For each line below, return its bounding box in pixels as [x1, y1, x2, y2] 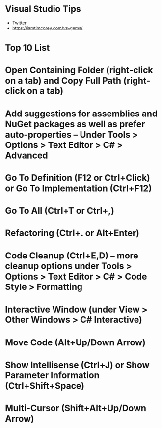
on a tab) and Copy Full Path [5, 75, 122, 86]
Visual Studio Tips [5, 3, 81, 15]
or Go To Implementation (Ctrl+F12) [5, 183, 152, 194]
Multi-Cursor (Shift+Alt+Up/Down [5, 403, 146, 414]
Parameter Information [5, 370, 100, 381]
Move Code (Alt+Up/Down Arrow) [5, 337, 146, 348]
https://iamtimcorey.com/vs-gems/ [12, 25, 83, 30]
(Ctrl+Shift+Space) [5, 380, 85, 391]
